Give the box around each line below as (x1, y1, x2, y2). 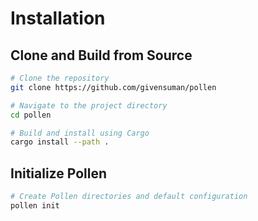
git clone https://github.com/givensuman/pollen (10, 82, 217, 92)
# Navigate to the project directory (10, 100, 168, 111)
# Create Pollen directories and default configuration (10, 192, 248, 202)
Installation (10, 7, 106, 30)
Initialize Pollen (10, 165, 107, 182)
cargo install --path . (10, 137, 110, 147)
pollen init (10, 200, 60, 211)
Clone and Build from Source (10, 47, 193, 64)
